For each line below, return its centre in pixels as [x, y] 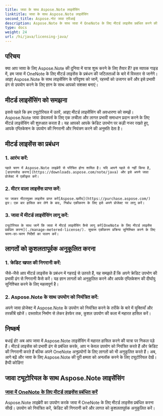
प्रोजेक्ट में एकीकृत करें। [22, 177]
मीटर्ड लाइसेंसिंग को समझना [36, 100]
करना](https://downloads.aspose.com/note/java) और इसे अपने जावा [85, 172]
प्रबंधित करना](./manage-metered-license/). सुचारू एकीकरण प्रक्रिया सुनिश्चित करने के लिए [80, 229]
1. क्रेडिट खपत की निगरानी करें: [33, 263]
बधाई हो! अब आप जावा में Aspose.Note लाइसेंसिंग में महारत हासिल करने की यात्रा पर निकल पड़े [80, 340]
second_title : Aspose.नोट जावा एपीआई [40, 19]
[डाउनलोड [13, 172]
